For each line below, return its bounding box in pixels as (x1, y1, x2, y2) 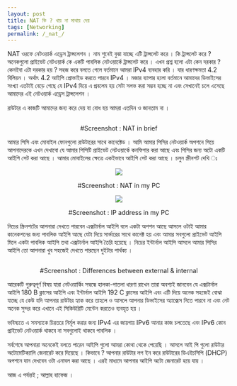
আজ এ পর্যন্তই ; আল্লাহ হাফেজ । (7, 370, 74, 380)
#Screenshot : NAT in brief (80, 124, 158, 133)
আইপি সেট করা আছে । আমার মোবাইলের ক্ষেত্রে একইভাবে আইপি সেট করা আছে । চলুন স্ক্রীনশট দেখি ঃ (7, 154, 218, 162)
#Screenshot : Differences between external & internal (40, 267, 198, 275)
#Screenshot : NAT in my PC (77, 182, 161, 190)
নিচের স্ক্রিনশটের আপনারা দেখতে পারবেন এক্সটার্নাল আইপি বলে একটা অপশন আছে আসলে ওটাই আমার (7, 222, 207, 231)
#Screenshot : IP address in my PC (68, 209, 170, 217)
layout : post (7, 10, 46, 18)
